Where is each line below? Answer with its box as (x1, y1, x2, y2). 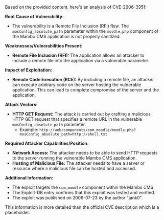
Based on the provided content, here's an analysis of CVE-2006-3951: (5, 4, 147, 10)
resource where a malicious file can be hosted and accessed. (12, 166, 136, 171)
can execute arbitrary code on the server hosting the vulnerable (12, 82, 141, 88)
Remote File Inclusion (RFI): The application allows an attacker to (12, 52, 144, 58)
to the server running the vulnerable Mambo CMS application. (12, 155, 137, 161)
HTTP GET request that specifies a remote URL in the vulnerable (12, 116, 142, 122)
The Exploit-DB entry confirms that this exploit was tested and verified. (12, 190, 156, 195)
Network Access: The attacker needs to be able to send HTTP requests (12, 150, 158, 155)
